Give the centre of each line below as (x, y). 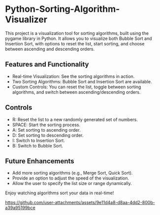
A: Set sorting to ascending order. (46, 130)
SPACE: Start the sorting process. (46, 125)
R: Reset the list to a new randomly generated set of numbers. (75, 119)
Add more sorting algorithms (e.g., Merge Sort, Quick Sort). (72, 173)
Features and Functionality (47, 64)
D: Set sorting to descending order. (48, 135)
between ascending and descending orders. (50, 49)
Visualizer (26, 19)
